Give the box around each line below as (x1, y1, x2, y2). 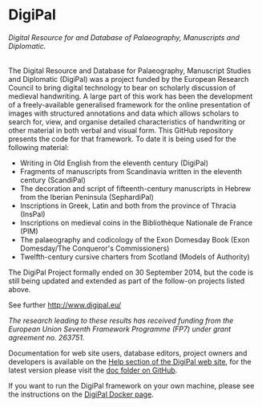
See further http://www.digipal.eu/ (8, 300, 122, 310)
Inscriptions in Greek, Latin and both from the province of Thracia (19, 201, 236, 210)
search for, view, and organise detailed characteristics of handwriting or (8, 117, 246, 127)
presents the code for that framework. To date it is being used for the (8, 134, 236, 144)
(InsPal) (19, 210, 46, 219)
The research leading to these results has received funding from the (8, 315, 234, 326)
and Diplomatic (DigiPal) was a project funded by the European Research (8, 75, 249, 84)
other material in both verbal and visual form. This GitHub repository (8, 126, 234, 136)
